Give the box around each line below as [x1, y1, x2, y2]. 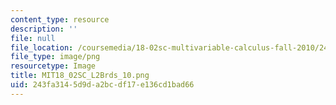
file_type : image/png [10, 52, 101, 62]
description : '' [10, 24, 78, 34]
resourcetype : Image [10, 61, 97, 71]
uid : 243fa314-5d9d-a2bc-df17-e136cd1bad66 [10, 80, 195, 90]
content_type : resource [10, 14, 110, 25]
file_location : [10, 42, 74, 53]
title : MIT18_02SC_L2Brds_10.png [10, 71, 150, 81]
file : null [10, 33, 56, 43]
